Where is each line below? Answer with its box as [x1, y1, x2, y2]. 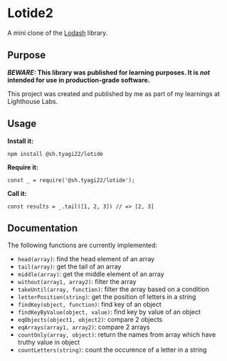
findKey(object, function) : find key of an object [17, 300, 162, 309]
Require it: [7, 162, 39, 172]
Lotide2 [7, 5, 53, 21]
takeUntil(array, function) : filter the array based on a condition [17, 285, 210, 293]
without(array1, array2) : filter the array [17, 278, 137, 286]
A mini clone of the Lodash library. [7, 28, 108, 37]
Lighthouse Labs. [7, 97, 58, 105]
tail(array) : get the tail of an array [17, 262, 122, 271]
